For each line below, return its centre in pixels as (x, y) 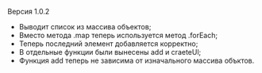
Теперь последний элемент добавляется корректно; (108, 44)
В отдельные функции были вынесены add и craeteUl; (110, 52)
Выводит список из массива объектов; (85, 27)
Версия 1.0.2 (29, 12)
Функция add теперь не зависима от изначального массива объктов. (137, 60)
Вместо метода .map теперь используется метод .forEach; (118, 35)
